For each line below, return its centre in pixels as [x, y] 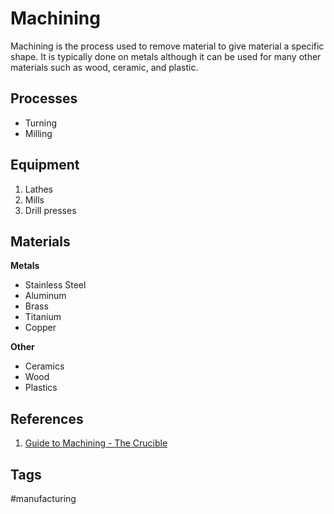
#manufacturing [43, 498]
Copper [40, 328]
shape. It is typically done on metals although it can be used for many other [166, 56]
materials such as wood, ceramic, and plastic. [104, 67]
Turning [41, 123]
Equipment [45, 165]
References [47, 418]
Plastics [41, 388]
